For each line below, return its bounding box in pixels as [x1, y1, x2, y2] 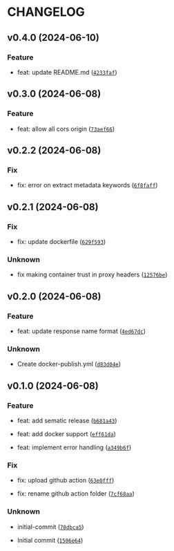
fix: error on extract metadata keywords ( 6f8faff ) [17, 181, 158, 189]
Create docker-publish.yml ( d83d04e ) [17, 360, 122, 368]
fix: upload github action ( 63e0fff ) [17, 476, 115, 485]
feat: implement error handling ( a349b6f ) [17, 443, 132, 451]
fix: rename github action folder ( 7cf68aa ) [17, 489, 135, 498]
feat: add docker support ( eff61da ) [17, 429, 116, 438]
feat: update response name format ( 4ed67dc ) [17, 326, 146, 335]
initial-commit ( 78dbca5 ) [17, 523, 84, 531]
